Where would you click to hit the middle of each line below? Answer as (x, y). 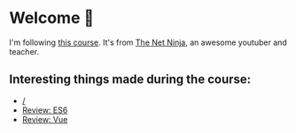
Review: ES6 (45, 110)
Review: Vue (45, 119)
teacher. (24, 51)
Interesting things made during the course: (130, 80)
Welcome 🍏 (52, 18)
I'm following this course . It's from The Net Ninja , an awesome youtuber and (148, 42)
